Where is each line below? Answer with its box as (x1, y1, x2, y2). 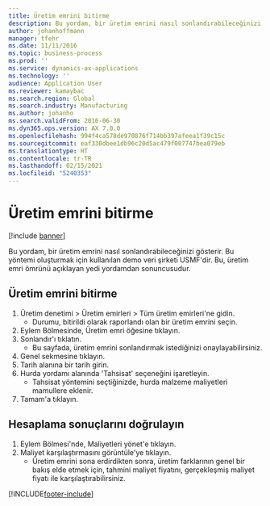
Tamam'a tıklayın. (19, 394, 79, 404)
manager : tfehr (8, 34, 60, 43)
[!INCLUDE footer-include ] (8, 489, 94, 499)
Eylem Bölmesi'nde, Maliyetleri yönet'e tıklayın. (19, 439, 177, 449)
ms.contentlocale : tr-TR (8, 154, 92, 162)
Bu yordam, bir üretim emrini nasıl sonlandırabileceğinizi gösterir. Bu (8, 246, 235, 256)
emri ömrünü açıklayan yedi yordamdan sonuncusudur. (8, 263, 191, 273)
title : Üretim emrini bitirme (8, 11, 110, 20)
